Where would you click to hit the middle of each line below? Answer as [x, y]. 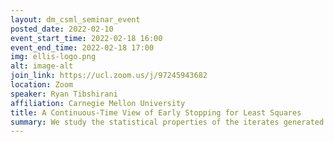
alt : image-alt [42, 66]
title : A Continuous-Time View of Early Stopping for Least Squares [156, 112]
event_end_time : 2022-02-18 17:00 [82, 47]
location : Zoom [42, 85]
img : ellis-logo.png [53, 57]
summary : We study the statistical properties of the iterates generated [167, 122]
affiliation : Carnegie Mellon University [98, 103]
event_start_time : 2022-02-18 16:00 [86, 38]
